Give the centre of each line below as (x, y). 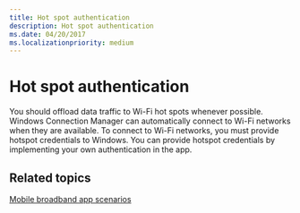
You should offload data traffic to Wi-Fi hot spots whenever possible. (137, 112)
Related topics (50, 178)
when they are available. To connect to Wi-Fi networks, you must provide (144, 131)
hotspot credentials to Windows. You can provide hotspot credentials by (142, 141)
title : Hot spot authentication (69, 17)
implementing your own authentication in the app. (101, 149)
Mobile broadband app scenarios (70, 199)
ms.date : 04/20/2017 (48, 34)
